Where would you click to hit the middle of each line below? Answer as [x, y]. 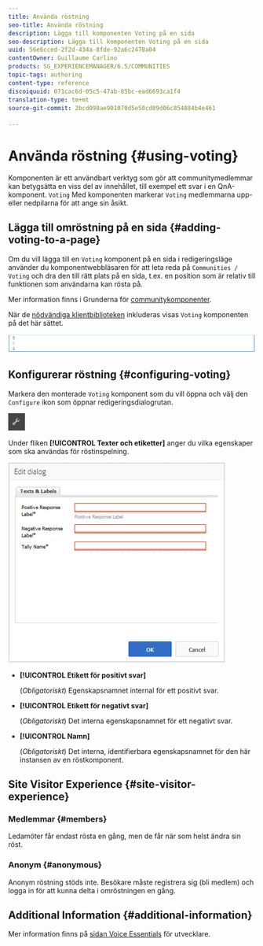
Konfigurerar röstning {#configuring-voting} [120, 375]
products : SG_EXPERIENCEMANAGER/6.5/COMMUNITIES [89, 67]
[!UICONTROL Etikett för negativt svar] [84, 705]
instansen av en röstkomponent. [71, 759]
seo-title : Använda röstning [56, 25]
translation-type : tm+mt [49, 100]
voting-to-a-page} [54, 240]
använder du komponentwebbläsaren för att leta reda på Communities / [123, 267]
